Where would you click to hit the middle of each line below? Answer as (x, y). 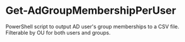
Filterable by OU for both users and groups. (58, 32)
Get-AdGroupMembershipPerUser (91, 11)
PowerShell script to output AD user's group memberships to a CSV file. (92, 26)
